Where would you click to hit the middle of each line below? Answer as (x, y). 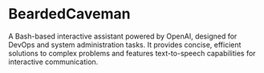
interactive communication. (53, 62)
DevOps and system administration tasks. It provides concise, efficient (125, 44)
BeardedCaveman (69, 14)
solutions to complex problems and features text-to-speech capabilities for (132, 53)
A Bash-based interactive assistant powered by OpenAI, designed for (123, 36)
